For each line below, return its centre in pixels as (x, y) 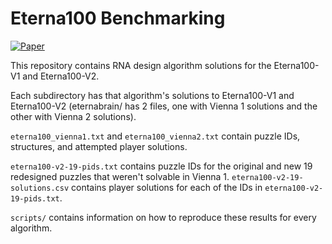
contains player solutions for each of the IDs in (167, 187)
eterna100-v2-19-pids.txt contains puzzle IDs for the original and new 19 (161, 166)
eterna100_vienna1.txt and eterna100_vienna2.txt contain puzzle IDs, (155, 136)
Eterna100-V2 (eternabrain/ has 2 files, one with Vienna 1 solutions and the (164, 106)
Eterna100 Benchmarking (118, 18)
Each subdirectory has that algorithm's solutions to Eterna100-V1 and (152, 95)
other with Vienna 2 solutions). (73, 116)
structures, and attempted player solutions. (99, 146)
